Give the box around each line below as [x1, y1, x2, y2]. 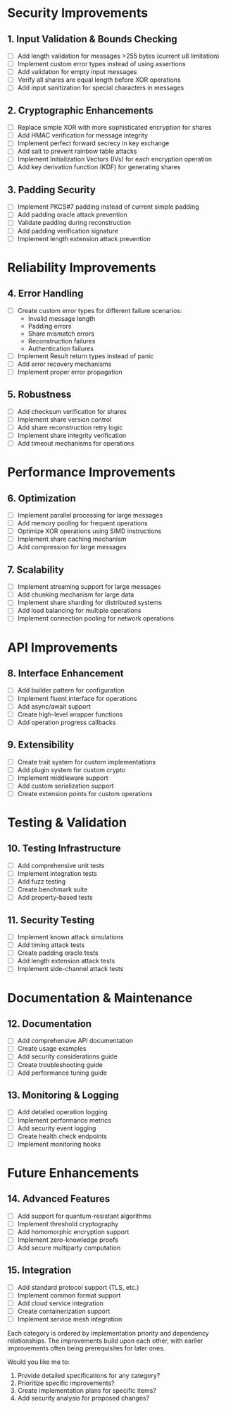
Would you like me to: [7, 1358, 70, 1366]
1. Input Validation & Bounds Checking [7, 33, 177, 45]
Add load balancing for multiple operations [17, 606, 142, 615]
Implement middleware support [17, 774, 108, 782]
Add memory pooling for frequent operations [17, 519, 148, 527]
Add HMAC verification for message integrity [17, 131, 149, 140]
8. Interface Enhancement [7, 668, 124, 680]
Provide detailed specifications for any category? [17, 1372, 161, 1380]
